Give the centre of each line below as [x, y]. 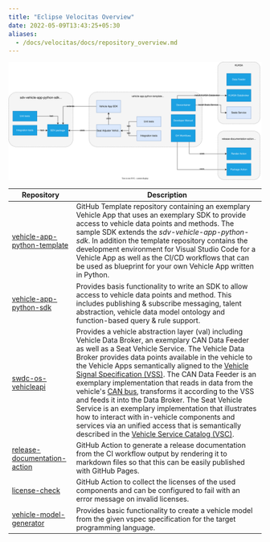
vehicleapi [29, 387]
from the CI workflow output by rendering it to [151, 454]
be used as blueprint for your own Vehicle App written [165, 266]
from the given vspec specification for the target [156, 519]
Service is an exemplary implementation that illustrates [166, 408]
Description [167, 195]
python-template [40, 244]
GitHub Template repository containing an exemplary [163, 207]
